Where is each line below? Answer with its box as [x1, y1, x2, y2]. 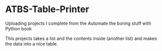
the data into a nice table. [5, 40, 58, 46]
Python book [5, 25, 32, 31]
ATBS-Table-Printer [5, 4, 89, 15]
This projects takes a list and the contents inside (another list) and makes [5, 35, 157, 41]
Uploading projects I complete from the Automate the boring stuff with [5, 20, 151, 26]
